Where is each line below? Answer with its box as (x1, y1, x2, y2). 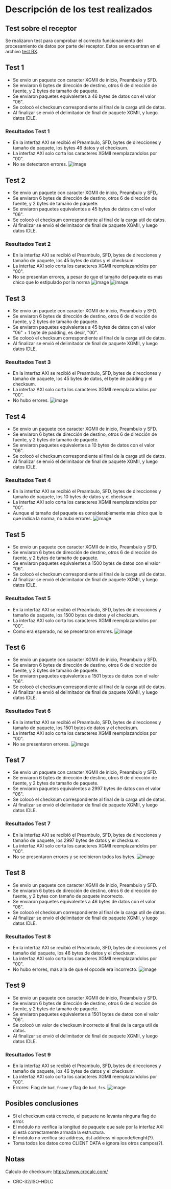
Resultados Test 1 (5, 128, 50, 135)
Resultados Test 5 (5, 595, 51, 602)
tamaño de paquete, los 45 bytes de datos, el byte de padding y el (12, 375, 153, 382)
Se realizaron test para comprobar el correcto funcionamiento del (5, 37, 143, 44)
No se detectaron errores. (12, 161, 67, 167)
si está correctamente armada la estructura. (12, 1129, 106, 1135)
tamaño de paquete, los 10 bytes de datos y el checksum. (12, 494, 134, 500)
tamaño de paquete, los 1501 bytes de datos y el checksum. (12, 725, 139, 731)
